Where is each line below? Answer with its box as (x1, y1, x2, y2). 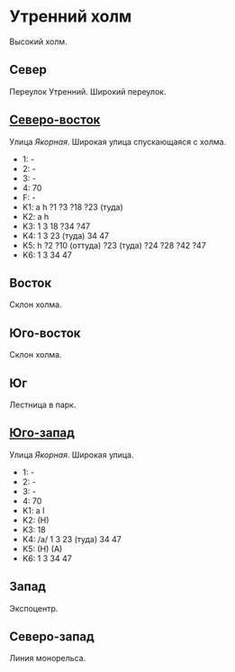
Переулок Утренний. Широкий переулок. (9, 86, 167, 96)
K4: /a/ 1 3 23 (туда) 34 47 (22, 533, 122, 544)
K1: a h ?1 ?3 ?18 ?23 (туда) (22, 201, 123, 213)
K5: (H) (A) (22, 543, 63, 554)
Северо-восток (9, 113, 101, 128)
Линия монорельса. (9, 653, 86, 664)
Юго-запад (9, 425, 75, 440)
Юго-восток (9, 325, 81, 341)
